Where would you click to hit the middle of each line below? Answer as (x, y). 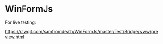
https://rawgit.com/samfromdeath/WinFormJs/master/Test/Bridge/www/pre (81, 31)
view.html (15, 37)
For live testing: (21, 22)
